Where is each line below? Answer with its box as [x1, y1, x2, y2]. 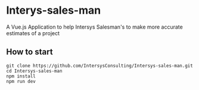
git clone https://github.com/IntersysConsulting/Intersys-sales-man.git [6, 63, 194, 69]
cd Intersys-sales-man [6, 68, 63, 74]
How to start [6, 47, 53, 57]
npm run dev [6, 78, 36, 84]
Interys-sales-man [6, 4, 101, 17]
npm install [6, 73, 36, 79]
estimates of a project [6, 29, 60, 36]
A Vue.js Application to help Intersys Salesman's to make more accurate [6, 23, 183, 30]
